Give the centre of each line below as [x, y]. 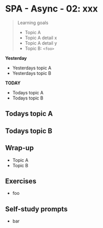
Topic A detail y [41, 43]
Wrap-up [19, 148]
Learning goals [33, 23]
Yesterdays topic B [32, 73]
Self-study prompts [36, 209]
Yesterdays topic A [32, 68]
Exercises [21, 181]
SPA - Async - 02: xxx [52, 9]
